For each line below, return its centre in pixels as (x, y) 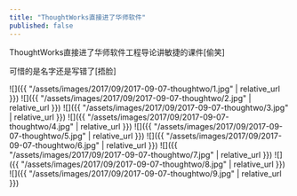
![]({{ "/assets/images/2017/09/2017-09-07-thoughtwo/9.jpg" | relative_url (145, 173)
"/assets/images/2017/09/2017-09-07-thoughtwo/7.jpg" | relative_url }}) (141, 154)
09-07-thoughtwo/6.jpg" (55, 145)
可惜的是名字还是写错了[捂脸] (63, 71)
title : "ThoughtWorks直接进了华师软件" (78, 17)
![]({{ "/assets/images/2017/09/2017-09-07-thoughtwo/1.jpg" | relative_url (144, 89)
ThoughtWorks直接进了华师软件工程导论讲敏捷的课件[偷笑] (117, 52)
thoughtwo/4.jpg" (41, 126)
